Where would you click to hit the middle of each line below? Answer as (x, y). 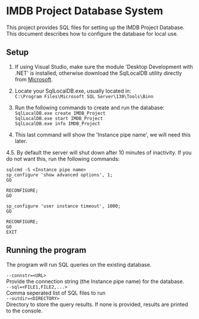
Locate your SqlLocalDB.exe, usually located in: (73, 91)
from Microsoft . (34, 79)
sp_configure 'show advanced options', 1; (59, 175)
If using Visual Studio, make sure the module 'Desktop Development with (104, 67)
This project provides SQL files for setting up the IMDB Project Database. (95, 27)
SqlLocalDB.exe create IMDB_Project (60, 113)
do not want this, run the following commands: (63, 159)
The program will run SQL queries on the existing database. (79, 264)
